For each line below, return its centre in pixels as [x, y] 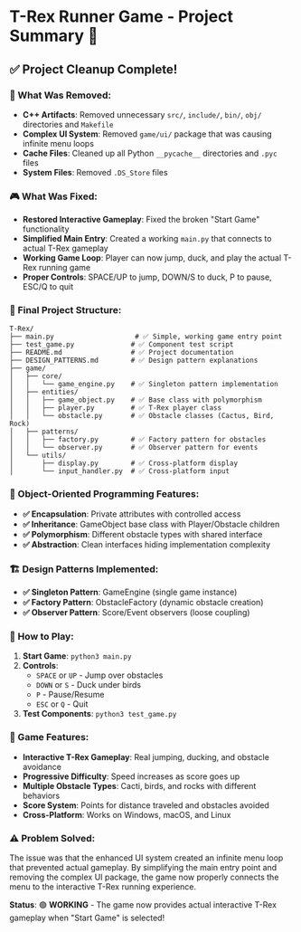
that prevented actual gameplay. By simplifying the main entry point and [143, 867]
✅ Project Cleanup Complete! [94, 69]
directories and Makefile [68, 124]
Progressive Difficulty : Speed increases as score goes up [131, 776]
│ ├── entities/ [44, 392]
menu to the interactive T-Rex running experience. [103, 886]
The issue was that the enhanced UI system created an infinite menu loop [146, 858]
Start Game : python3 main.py [77, 656]
